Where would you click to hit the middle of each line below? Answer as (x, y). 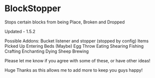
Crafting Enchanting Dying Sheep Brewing (47, 51)
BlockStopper (33, 9)
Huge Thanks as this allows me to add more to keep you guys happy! (74, 70)
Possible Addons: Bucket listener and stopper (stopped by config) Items (77, 41)
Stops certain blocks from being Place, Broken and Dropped (65, 22)
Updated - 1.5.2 (20, 31)
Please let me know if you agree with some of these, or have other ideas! (77, 60)
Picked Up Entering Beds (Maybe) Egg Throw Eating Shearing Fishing (74, 46)
